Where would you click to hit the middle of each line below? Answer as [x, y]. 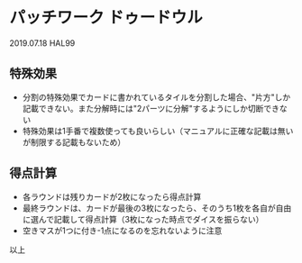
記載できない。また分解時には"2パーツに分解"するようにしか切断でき [151, 108]
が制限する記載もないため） [74, 142]
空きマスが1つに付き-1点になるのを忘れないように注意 [122, 231]
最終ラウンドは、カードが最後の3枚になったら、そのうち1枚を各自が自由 [157, 208]
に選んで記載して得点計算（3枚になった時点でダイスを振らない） [143, 219]
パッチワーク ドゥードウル [106, 18]
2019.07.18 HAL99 [42, 43]
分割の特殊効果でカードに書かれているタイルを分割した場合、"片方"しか [156, 97]
